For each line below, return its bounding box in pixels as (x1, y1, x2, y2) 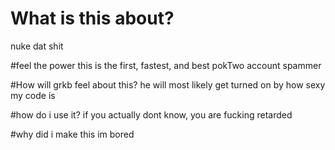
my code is (10, 89, 56, 101)
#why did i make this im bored (10, 128, 135, 140)
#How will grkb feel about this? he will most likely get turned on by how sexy (10, 78, 326, 91)
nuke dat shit (10, 40, 64, 52)
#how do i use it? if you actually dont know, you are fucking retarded (10, 108, 293, 121)
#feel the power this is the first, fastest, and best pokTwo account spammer (10, 59, 322, 71)
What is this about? (10, 7, 175, 30)
